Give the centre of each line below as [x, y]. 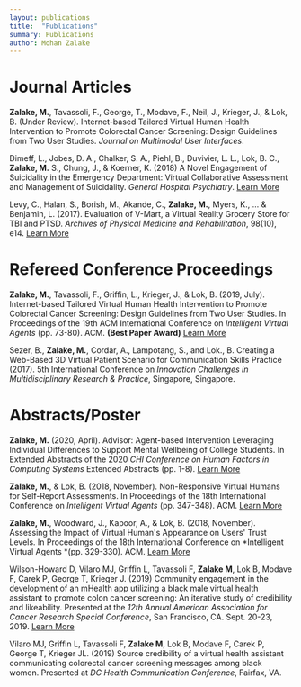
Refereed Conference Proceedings [142, 270]
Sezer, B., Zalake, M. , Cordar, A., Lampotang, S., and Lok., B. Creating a [142, 350]
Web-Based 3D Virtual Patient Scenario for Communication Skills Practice [146, 360]
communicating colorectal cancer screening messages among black [136, 664]
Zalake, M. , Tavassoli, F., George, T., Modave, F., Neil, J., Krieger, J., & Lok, [148, 113]
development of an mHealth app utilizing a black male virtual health [134, 588]
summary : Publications [52, 34]
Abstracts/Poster [75, 416]
